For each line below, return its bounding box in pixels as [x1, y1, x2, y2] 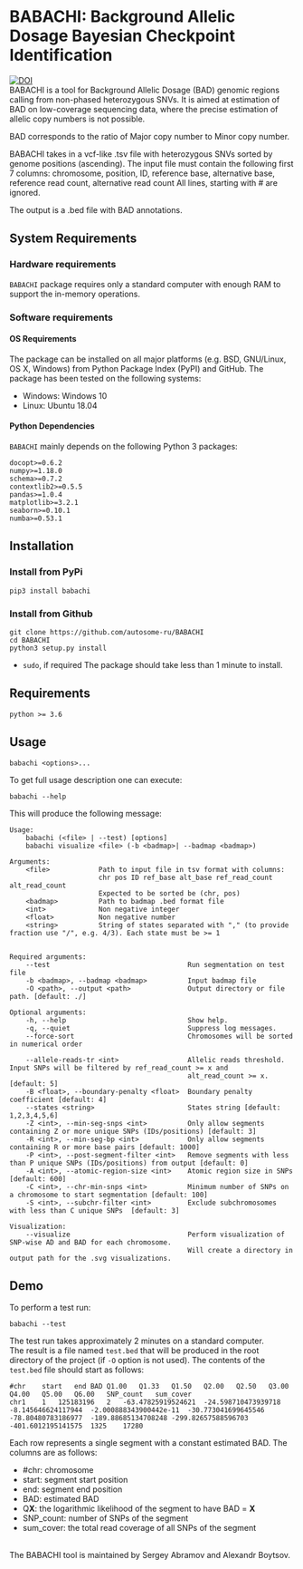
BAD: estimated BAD [22, 1494, 99, 1505]
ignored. [9, 187, 41, 198]
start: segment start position [22, 1475, 128, 1486]
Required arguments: [9, 952, 88, 962]
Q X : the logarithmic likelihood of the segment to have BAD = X [22, 1503, 256, 1515]
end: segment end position [22, 1484, 123, 1495]
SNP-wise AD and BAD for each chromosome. [9, 1237, 172, 1247]
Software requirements [9, 311, 114, 324]
